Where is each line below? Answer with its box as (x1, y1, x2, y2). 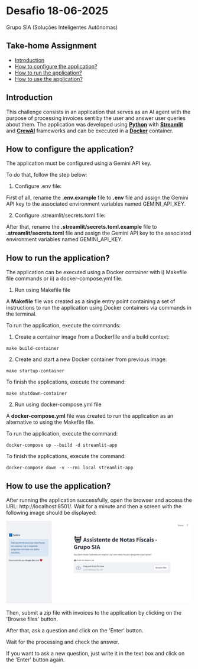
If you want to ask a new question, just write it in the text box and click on (6, 650, 185, 657)
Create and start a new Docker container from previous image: (14, 356, 167, 363)
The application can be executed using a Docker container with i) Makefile (6, 269, 187, 276)
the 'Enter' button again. (6, 656, 65, 663)
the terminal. (6, 310, 37, 317)
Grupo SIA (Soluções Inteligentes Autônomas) (6, 24, 118, 31)
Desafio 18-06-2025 (6, 4, 109, 18)
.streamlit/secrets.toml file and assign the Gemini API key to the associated (6, 229, 192, 237)
